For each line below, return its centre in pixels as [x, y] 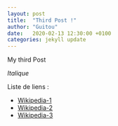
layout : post [26, 14]
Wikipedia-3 [35, 115]
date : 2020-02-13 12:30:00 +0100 [59, 33]
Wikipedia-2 [35, 108]
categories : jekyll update [47, 40]
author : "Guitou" [33, 27]
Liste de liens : [28, 87]
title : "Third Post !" [42, 20]
